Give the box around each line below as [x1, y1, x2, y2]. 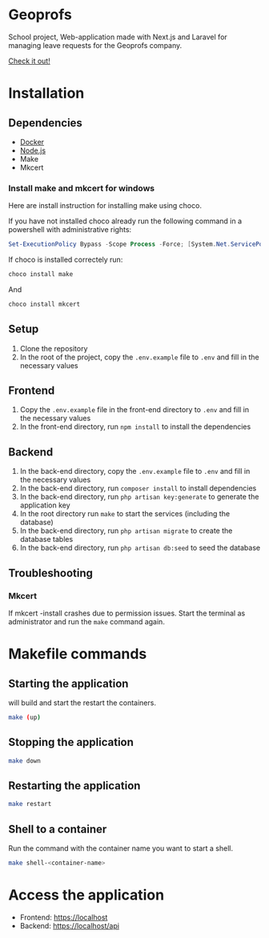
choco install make [8, 271, 74, 279]
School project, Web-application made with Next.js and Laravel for [8, 32, 228, 42]
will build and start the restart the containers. [8, 698, 156, 708]
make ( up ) [8, 713, 42, 721]
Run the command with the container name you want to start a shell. [8, 844, 234, 853]
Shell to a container [8, 822, 107, 836]
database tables [19, 535, 74, 544]
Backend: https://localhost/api [19, 920, 120, 930]
